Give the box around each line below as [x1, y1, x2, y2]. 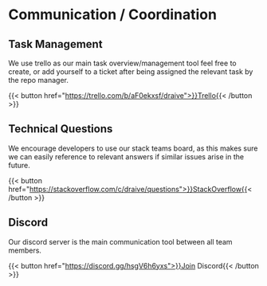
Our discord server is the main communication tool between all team [8, 237, 233, 246]
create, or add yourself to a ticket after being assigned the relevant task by [8, 67, 253, 76]
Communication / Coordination [8, 6, 218, 24]
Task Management [8, 37, 103, 51]
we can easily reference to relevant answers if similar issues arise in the [8, 151, 245, 161]
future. [8, 160, 30, 170]
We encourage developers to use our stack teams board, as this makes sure [8, 143, 258, 153]
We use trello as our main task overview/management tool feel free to [8, 58, 237, 68]
